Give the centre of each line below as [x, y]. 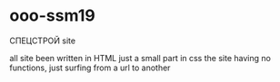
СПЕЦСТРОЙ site [42, 41]
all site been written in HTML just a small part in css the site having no [140, 58]
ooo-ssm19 [52, 16]
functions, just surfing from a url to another [90, 68]
